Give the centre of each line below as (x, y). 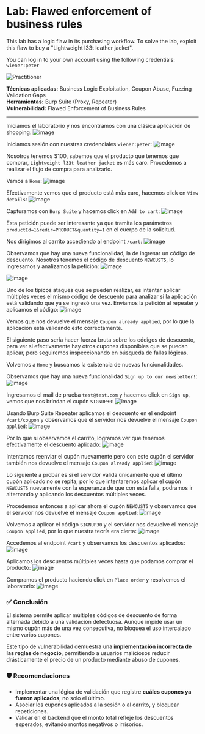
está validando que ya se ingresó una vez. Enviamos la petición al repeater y (103, 303)
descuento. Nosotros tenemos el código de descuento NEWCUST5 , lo (90, 260)
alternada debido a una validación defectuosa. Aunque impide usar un (95, 622)
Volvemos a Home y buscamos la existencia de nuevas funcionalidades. (95, 364)
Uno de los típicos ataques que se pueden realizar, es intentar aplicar (93, 290)
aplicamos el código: (33, 309)
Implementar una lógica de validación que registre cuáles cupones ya (103, 691)
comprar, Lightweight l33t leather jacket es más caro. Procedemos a (97, 162)
